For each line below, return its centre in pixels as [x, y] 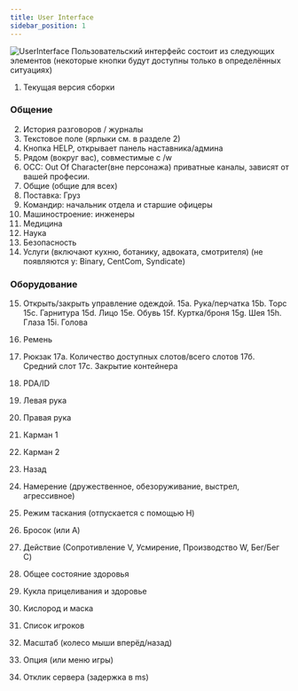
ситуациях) [31, 70]
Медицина [43, 224]
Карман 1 [40, 435]
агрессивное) [49, 496]
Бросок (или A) [51, 530]
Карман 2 [41, 452]
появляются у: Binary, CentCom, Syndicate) [104, 261]
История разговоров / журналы [83, 129]
